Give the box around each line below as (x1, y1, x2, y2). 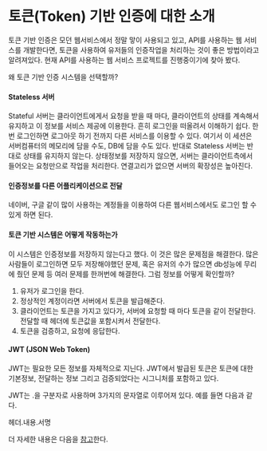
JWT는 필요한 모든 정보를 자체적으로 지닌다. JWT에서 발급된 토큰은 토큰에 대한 (8, 363, 253, 373)
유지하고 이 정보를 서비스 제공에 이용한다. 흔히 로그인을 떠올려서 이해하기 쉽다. (8, 121, 251, 131)
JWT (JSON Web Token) (8, 345, 91, 354)
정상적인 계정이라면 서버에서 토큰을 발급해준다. (19, 296, 166, 306)
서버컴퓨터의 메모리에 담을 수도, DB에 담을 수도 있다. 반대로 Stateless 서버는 (8, 141, 245, 151)
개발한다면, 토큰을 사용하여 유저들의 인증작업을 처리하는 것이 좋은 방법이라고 (22, 45, 260, 54)
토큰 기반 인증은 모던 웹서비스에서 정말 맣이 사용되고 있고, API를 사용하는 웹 (8, 35, 242, 45)
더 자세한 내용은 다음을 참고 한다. (8, 434, 109, 444)
